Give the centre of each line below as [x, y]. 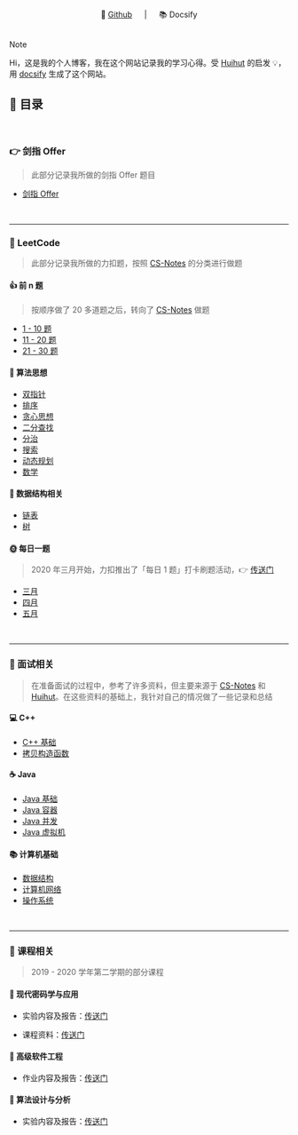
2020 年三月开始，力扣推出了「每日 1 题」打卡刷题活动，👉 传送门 [153, 570]
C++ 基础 [39, 742]
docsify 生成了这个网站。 [65, 74]
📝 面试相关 [32, 664]
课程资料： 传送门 [53, 1035]
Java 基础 [40, 798]
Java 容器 [40, 810]
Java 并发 [40, 821]
